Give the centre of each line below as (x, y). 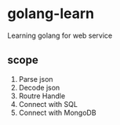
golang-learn (51, 14)
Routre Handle (42, 96)
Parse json (36, 79)
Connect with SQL (48, 104)
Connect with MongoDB (57, 112)
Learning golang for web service (60, 35)
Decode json (39, 87)
